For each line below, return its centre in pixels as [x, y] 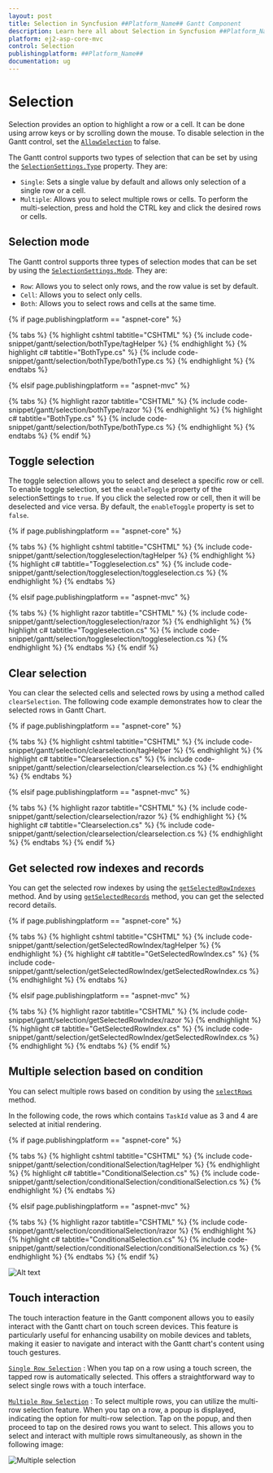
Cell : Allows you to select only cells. [81, 295]
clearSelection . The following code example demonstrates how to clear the [135, 702]
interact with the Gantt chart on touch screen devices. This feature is [123, 1326]
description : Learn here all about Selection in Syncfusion [113, 31]
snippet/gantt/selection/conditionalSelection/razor [93, 1230]
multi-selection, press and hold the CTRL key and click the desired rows [141, 208]
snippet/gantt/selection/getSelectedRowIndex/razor [95, 1020]
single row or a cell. [53, 190]
